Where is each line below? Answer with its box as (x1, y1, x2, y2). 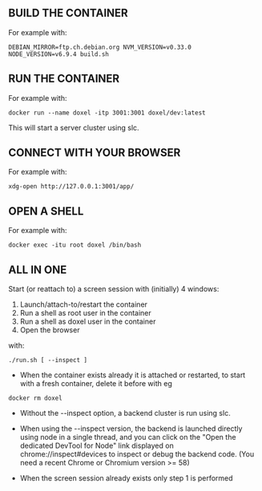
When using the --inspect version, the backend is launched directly (19, 424, 243, 433)
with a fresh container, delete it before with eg (19, 379, 172, 388)
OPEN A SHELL (8, 204, 84, 218)
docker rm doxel (8, 394, 62, 403)
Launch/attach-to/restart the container (19, 300, 148, 309)
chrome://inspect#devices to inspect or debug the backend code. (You (19, 449, 255, 459)
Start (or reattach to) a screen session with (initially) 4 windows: (8, 284, 220, 294)
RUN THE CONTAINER (8, 72, 120, 86)
